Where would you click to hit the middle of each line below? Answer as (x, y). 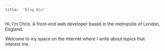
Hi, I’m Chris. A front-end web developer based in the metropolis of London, (82, 24)
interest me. (17, 44)
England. (14, 29)
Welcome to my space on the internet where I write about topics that (75, 39)
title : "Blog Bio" (25, 10)
